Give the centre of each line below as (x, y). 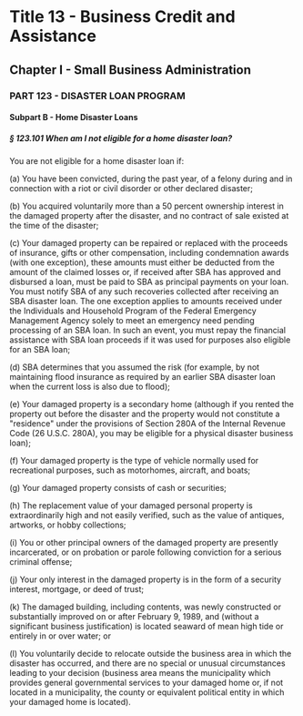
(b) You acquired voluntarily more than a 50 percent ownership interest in (147, 206)
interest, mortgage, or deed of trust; (77, 589)
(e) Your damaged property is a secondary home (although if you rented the (151, 404)
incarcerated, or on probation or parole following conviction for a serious (146, 552)
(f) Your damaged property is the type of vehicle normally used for (134, 461)
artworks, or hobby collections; (68, 525)
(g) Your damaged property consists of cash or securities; (118, 488)
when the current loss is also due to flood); (90, 387)
